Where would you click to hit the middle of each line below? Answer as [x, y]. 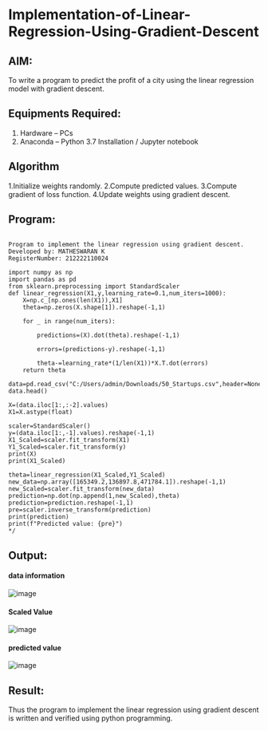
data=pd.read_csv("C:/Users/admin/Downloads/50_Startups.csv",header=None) [137, 385]
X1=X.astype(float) [41, 413]
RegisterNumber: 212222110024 [59, 259]
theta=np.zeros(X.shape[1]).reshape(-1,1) [94, 308]
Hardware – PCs [46, 132]
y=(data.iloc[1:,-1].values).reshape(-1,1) [82, 433]
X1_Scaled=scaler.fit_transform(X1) [69, 441]
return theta [44, 370]
